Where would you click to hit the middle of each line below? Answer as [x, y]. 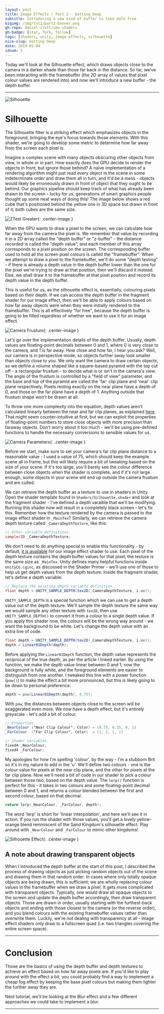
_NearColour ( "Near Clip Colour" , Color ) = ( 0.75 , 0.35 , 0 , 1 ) [71, 727]
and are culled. [20, 483]
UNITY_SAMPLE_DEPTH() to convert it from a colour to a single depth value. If [80, 616]
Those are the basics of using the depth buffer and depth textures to [74, 967]
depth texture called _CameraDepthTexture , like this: [56, 523]
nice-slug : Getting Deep [30, 42]
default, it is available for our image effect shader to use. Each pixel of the [79, 551]
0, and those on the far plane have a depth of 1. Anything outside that [75, 392]
